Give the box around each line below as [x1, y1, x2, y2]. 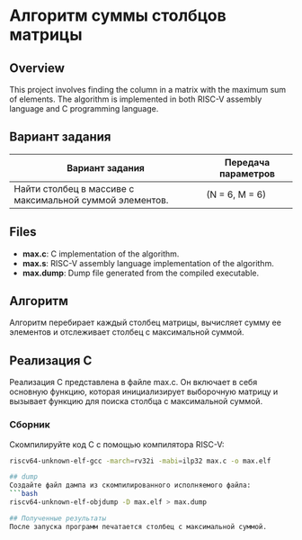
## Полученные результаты [9, 514, 106, 523]
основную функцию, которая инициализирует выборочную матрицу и [9, 386, 279, 397]
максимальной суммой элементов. [13, 193, 169, 206]
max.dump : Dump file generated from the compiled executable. [22, 267, 259, 278]
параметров [218, 167, 276, 180]
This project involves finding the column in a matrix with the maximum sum [9, 85, 287, 94]
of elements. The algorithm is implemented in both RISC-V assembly [9, 94, 262, 104]
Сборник [9, 418, 51, 431]
